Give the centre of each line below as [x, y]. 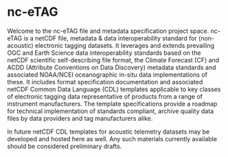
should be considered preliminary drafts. [65, 146]
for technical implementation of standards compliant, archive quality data [111, 111]
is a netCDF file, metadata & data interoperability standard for [110, 38]
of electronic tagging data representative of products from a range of [105, 96]
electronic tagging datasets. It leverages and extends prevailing [125, 45]
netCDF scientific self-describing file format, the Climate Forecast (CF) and [113, 60]
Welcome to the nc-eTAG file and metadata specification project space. [108, 31]
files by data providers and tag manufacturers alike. [80, 118]
